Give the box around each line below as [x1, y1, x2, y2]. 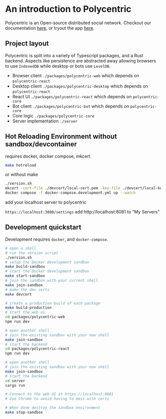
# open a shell [5, 246, 37, 251]
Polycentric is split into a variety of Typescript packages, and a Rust [5, 52, 144, 58]
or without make [5, 171, 39, 177]
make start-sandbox [5, 273, 45, 279]
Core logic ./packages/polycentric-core [12, 113, 95, 119]
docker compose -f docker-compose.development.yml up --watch [5, 190, 136, 196]
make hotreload [5, 163, 37, 168]
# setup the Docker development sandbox [5, 259, 90, 265]
